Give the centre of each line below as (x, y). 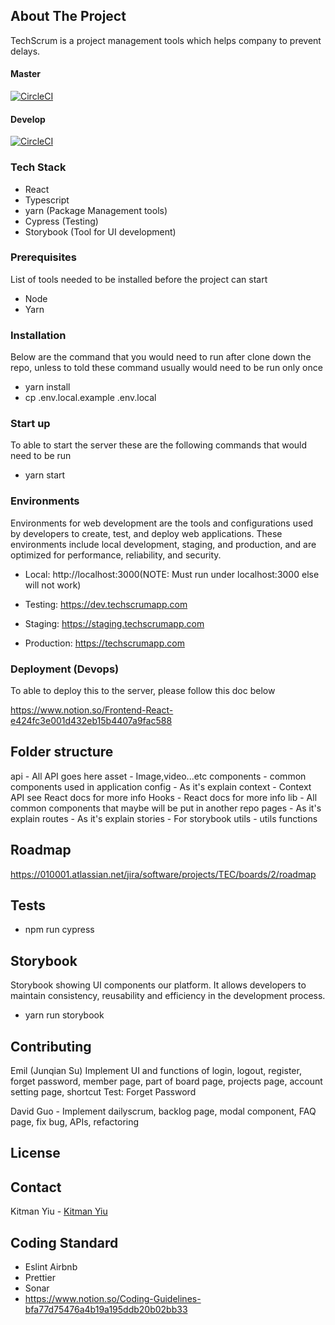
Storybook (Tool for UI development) (100, 231)
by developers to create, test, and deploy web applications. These (146, 533)
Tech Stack (38, 167)
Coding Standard (64, 1242)
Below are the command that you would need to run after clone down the (161, 357)
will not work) (53, 585)
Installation (38, 335)
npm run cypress (59, 930)
